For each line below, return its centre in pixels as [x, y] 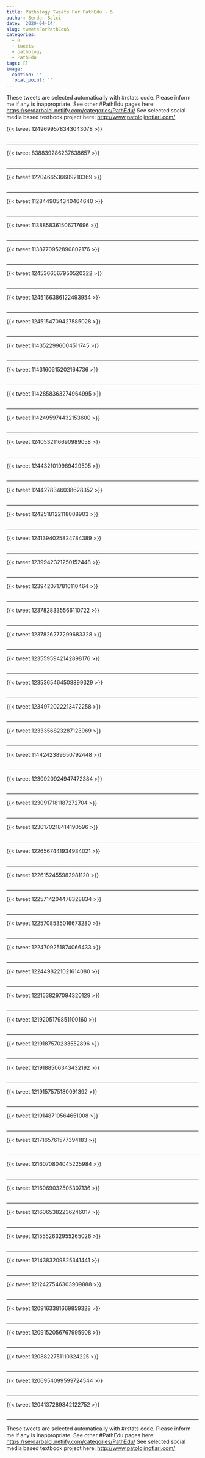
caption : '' [27, 75]
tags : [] [17, 63]
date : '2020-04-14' [31, 23]
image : [15, 69]
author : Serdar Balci [34, 18]
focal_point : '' [32, 80]
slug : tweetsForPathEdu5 [38, 29]
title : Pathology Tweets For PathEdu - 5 [60, 12]
